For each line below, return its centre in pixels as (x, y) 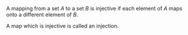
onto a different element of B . (42, 15)
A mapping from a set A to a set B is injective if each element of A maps (94, 8)
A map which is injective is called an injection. (63, 26)
